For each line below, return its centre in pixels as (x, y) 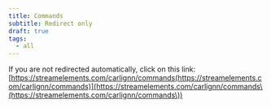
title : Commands (36, 16)
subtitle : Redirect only (50, 24)
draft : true (28, 31)
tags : (17, 39)
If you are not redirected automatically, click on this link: (102, 69)
